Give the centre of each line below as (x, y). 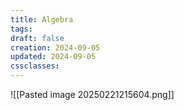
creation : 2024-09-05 (55, 47)
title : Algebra (42, 19)
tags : (21, 29)
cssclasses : (35, 66)
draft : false (37, 38)
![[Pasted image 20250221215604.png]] (92, 94)
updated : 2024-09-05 (53, 57)
